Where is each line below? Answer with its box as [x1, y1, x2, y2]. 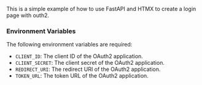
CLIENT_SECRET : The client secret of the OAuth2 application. [15, 59, 165, 67]
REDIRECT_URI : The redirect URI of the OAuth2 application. [15, 65, 161, 73]
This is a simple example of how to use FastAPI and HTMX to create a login [6, 6, 196, 12]
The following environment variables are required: [6, 41, 133, 48]
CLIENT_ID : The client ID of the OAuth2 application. [15, 53, 143, 60]
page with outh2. [6, 12, 50, 19]
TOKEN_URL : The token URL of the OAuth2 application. [15, 72, 149, 79]
